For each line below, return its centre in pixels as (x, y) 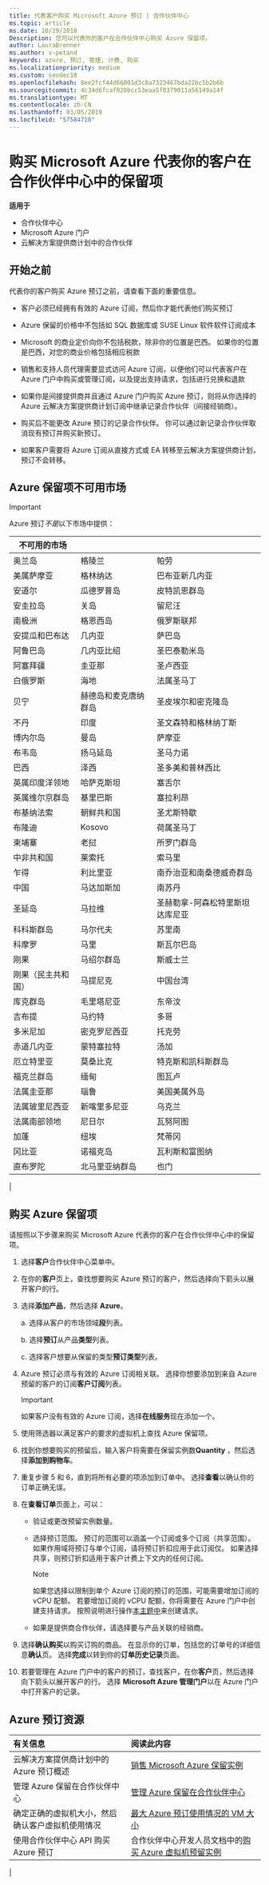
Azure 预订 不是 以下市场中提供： (62, 524)
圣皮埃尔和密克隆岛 (192, 702)
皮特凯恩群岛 (180, 591)
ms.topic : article (40, 23)
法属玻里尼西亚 (42, 1107)
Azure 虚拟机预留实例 (181, 1852)
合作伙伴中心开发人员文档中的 (186, 1840)
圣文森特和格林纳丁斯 (196, 723)
